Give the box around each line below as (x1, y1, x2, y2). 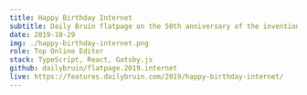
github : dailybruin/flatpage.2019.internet (9, 64, 178, 73)
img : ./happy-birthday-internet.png (9, 38, 149, 48)
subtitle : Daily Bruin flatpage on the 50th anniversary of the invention (9, 22, 301, 31)
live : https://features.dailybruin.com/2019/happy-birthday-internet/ (9, 72, 284, 81)
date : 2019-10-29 (9, 30, 76, 39)
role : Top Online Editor (9, 47, 104, 56)
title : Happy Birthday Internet (9, 13, 132, 23)
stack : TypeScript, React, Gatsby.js (9, 55, 153, 64)
